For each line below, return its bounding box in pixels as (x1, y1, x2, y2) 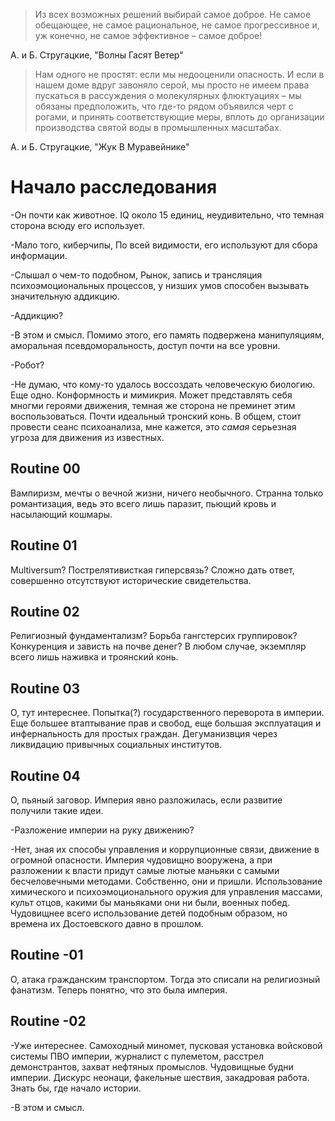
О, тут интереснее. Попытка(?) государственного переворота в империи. (10, 707, 325, 719)
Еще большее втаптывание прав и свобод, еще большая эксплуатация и (10, 717, 322, 729)
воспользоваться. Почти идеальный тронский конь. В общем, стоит (10, 410, 302, 422)
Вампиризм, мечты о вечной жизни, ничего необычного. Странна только (10, 487, 324, 499)
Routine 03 (10, 680, 81, 697)
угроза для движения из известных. (10, 431, 165, 443)
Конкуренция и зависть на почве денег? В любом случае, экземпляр (10, 640, 307, 653)
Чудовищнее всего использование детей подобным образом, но (10, 907, 288, 919)
